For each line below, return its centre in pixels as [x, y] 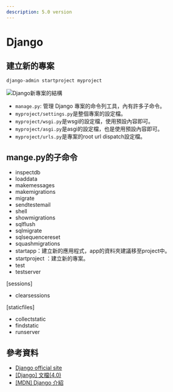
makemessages [35, 185]
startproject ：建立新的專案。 [52, 258]
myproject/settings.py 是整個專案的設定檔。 [71, 113]
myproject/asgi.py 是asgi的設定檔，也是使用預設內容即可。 [89, 129]
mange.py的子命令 [42, 157]
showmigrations [35, 218]
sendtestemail [33, 205]
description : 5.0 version [39, 12]
